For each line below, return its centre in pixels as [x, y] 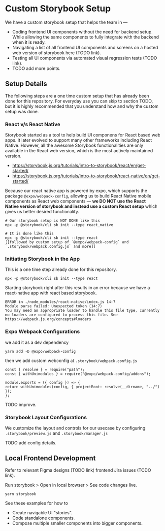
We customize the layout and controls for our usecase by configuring [75, 428]
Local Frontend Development [50, 458]
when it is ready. [29, 42]
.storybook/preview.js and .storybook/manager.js [57, 433]
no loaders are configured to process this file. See [62, 315]
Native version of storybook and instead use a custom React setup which [81, 206]
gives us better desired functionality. [42, 212]
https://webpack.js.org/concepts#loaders [48, 319]
